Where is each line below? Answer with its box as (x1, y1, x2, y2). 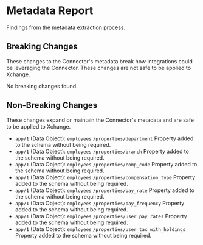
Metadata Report (6, 4, 94, 18)
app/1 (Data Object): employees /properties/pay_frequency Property (15, 199, 185, 207)
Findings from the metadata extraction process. (6, 24, 126, 31)
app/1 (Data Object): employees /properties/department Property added (15, 135, 194, 142)
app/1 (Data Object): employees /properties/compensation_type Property (15, 173, 196, 180)
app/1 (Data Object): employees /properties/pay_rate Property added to (15, 186, 194, 194)
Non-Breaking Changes (6, 100, 98, 110)
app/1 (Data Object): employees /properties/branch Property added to (15, 147, 190, 155)
